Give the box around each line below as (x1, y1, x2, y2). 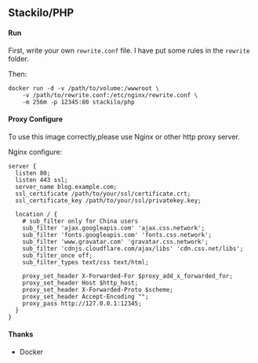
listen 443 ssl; (15, 176, 68, 183)
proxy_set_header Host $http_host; (22, 278, 139, 287)
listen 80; (15, 169, 51, 177)
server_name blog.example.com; (15, 183, 118, 191)
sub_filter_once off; (22, 251, 93, 260)
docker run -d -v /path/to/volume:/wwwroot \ (8, 84, 159, 93)
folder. (8, 54, 29, 64)
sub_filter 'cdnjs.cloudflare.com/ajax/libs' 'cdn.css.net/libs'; (22, 245, 244, 252)
